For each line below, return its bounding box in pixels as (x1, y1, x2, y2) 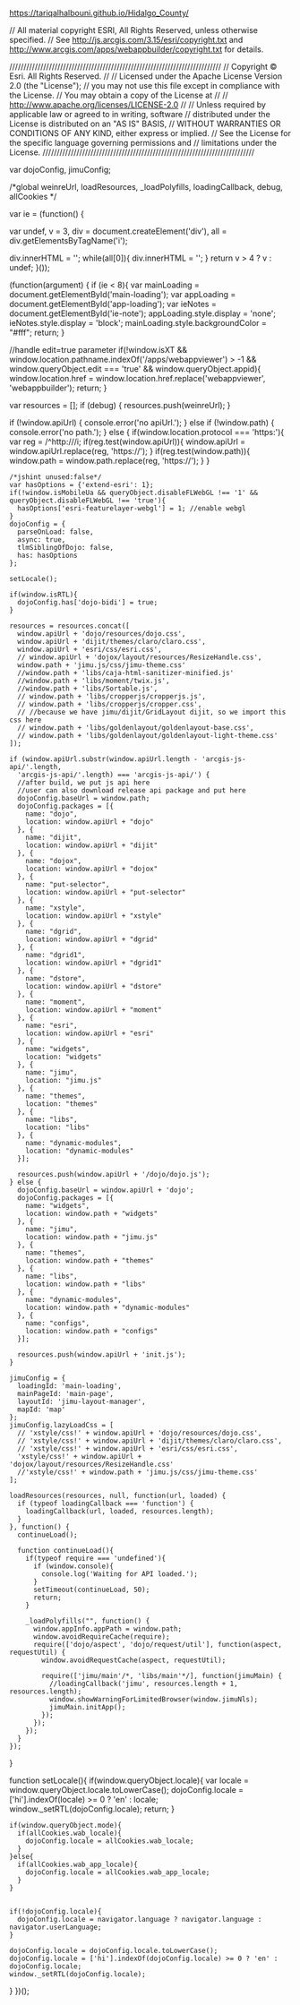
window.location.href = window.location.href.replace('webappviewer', (9, 373, 266, 383)
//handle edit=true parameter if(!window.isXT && (9, 345, 188, 355)
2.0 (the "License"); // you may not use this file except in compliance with (9, 81, 280, 90)
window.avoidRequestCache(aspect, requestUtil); (41, 1656, 227, 1665)
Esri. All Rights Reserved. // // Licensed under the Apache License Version (9, 71, 283, 81)
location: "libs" (25, 1123, 90, 1132)
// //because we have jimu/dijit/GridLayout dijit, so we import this (17, 707, 287, 716)
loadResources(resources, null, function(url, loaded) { (9, 1491, 227, 1500)
